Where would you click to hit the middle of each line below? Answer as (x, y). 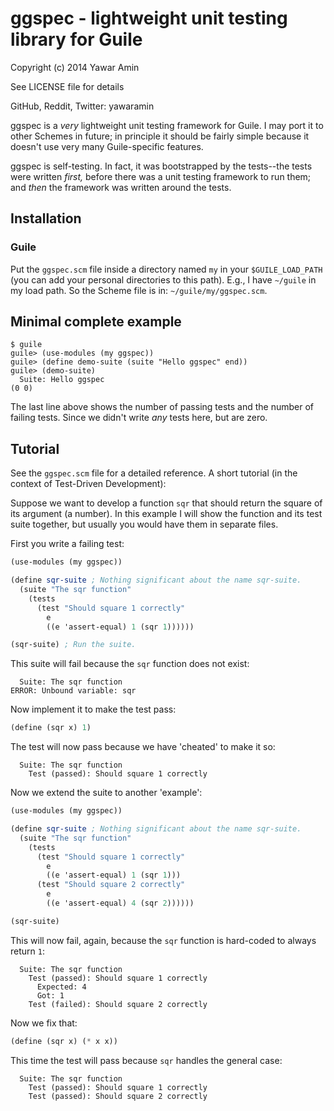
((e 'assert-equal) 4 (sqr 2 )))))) (120, 903)
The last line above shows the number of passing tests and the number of (162, 407)
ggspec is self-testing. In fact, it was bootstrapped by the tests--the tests (161, 166)
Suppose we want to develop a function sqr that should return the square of (166, 503)
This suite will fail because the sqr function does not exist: (130, 664)
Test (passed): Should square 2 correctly (118, 1096)
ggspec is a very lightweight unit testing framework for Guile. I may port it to (167, 125)
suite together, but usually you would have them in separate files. (144, 524)
